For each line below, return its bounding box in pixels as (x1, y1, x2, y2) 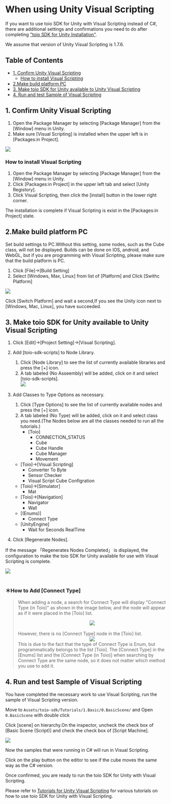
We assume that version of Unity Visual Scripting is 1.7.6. (5, 41, 124, 47)
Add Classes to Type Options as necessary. (12, 392, 105, 398)
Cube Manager (35, 450, 67, 457)
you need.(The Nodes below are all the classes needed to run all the (20, 418, 164, 424)
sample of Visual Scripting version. (5, 697, 79, 703)
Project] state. (5, 212, 35, 219)
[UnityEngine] (20, 521, 50, 528)
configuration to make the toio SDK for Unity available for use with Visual (5, 553, 159, 559)
